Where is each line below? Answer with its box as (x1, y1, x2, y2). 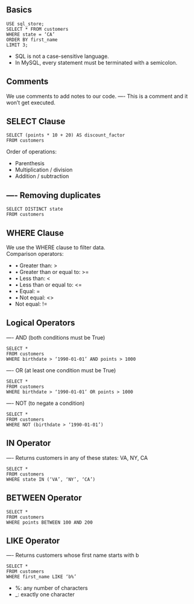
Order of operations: (6, 148, 57, 156)
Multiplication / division (14, 166, 73, 174)
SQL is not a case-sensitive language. (14, 52, 110, 60)
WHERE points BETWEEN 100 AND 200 (6, 519, 93, 526)
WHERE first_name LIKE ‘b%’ (6, 574, 77, 580)
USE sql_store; (6, 21, 45, 27)
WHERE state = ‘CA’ (6, 31, 55, 37)
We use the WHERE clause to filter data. (6, 244, 105, 251)
